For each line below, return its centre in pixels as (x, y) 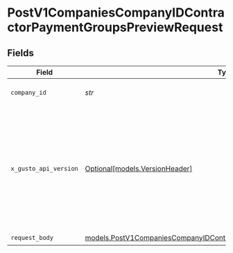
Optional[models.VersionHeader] (139, 169)
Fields (21, 53)
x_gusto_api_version (44, 168)
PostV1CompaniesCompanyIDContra (116, 13)
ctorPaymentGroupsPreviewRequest (115, 27)
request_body (32, 237)
